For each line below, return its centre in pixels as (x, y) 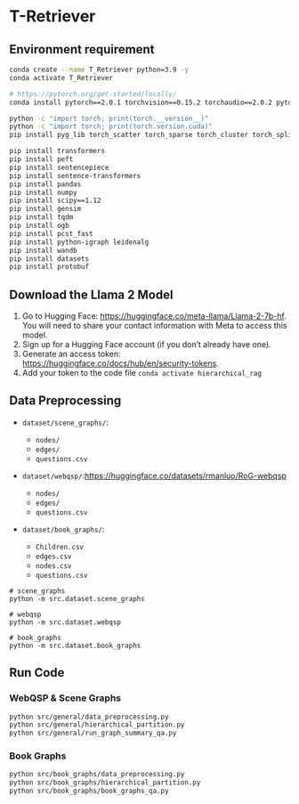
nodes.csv (54, 566)
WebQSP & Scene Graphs (65, 698)
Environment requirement (82, 49)
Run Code (37, 673)
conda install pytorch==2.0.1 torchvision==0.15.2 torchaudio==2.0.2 (141, 102)
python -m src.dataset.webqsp (65, 622)
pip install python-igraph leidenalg (79, 242)
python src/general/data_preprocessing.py (89, 717)
